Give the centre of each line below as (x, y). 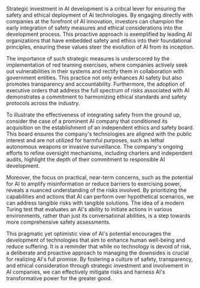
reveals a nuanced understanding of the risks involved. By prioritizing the (96, 190)
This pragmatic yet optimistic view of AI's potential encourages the (89, 234)
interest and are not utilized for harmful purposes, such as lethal (85, 140)
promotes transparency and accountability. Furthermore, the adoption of (96, 84)
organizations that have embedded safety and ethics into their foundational (99, 40)
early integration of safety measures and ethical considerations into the (94, 28)
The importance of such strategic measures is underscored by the (88, 58)
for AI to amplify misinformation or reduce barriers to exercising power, (94, 184)
